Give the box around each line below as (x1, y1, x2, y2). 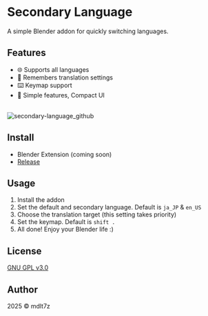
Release (17, 157, 40, 166)
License (7, 245, 42, 257)
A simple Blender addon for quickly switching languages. (7, 27, 169, 35)
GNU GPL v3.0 (7, 263, 49, 272)
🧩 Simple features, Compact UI (17, 91, 105, 99)
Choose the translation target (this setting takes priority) (17, 210, 177, 219)
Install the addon (17, 196, 65, 204)
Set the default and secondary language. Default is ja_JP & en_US (17, 203, 202, 212)
